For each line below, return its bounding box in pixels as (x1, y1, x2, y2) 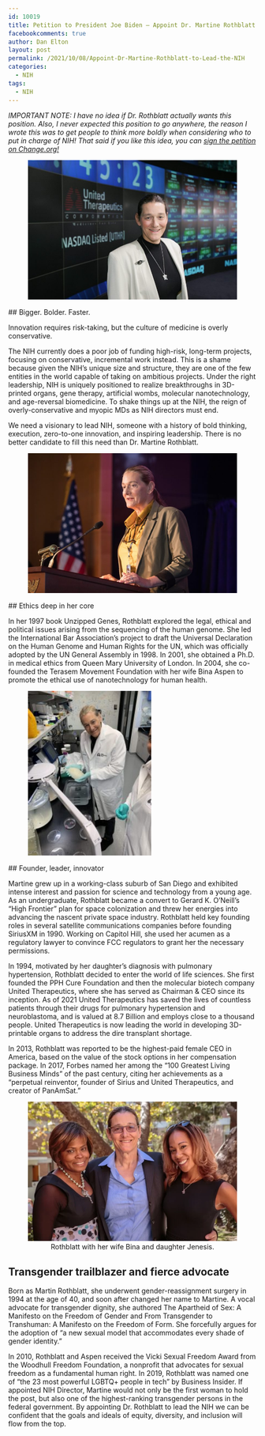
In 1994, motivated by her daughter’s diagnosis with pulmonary (8, 962, 213, 971)
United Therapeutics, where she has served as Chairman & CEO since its (8, 987, 245, 996)
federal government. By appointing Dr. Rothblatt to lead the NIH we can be (8, 1402, 250, 1411)
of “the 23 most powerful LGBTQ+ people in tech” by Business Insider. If (8, 1377, 243, 1387)
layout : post (8, 46, 51, 55)
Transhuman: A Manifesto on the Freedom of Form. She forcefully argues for (8, 1320, 257, 1329)
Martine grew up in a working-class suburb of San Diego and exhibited (8, 879, 238, 889)
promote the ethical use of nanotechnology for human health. (8, 675, 207, 684)
